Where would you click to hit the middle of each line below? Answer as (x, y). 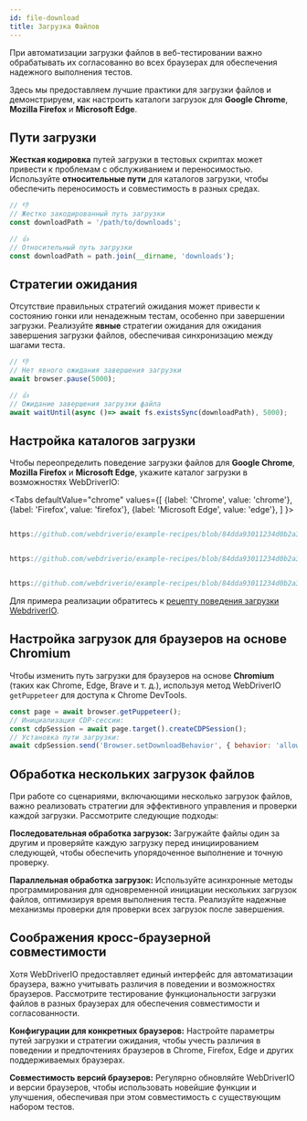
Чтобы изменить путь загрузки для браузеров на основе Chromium (142, 675)
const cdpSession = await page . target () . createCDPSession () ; (128, 729)
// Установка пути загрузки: (65, 737)
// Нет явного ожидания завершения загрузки (95, 371)
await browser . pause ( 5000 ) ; (63, 379)
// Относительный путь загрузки (71, 248)
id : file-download (44, 18)
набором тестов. (42, 1106)
